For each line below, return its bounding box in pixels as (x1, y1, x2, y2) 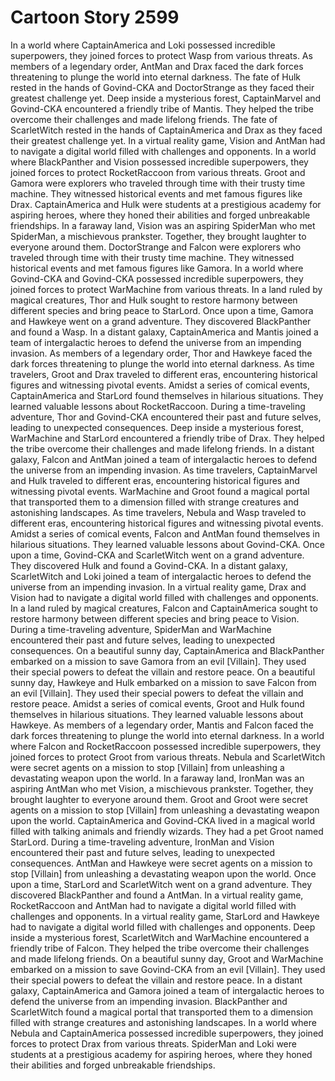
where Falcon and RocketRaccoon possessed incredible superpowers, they (10, 740, 322, 752)
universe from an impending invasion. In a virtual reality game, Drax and (10, 581, 307, 593)
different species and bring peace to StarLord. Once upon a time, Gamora (10, 304, 314, 316)
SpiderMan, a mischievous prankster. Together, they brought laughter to (10, 230, 307, 242)
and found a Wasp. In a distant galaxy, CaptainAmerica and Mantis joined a (10, 326, 319, 338)
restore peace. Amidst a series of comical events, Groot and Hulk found (10, 697, 305, 710)
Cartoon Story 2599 (10, 6, 180, 29)
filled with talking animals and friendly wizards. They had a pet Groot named (10, 825, 324, 837)
